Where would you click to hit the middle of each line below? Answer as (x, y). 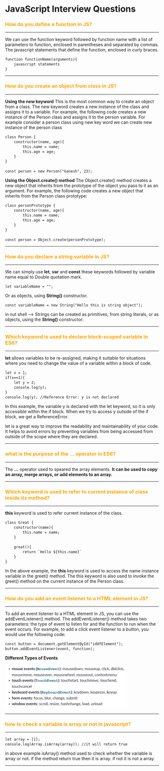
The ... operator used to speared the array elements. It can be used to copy (81, 469)
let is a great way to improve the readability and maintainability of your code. (82, 426)
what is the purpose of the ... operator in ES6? (61, 454)
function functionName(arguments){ (41, 60)
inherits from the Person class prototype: (46, 196)
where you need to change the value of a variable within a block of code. (79, 363)
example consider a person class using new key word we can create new (79, 122)
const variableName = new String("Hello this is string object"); (74, 305)
